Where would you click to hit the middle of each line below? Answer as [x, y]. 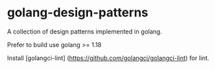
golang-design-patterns [78, 13]
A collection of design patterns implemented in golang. [85, 31]
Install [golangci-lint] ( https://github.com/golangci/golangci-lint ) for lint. [108, 58]
